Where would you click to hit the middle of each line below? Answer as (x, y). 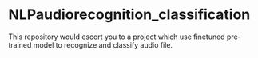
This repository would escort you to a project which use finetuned (117, 37)
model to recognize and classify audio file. (103, 44)
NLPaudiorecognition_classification (129, 15)
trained (20, 44)
